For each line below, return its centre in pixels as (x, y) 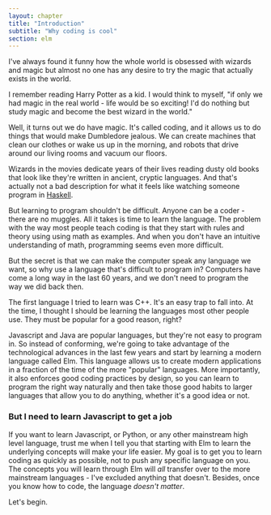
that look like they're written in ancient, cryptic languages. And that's (123, 178)
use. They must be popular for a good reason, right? (95, 320)
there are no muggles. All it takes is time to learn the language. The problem (135, 219)
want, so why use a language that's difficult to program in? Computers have (135, 269)
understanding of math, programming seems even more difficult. (116, 245)
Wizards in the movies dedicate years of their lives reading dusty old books (134, 169)
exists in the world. (40, 79)
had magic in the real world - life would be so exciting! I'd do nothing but (129, 103)
